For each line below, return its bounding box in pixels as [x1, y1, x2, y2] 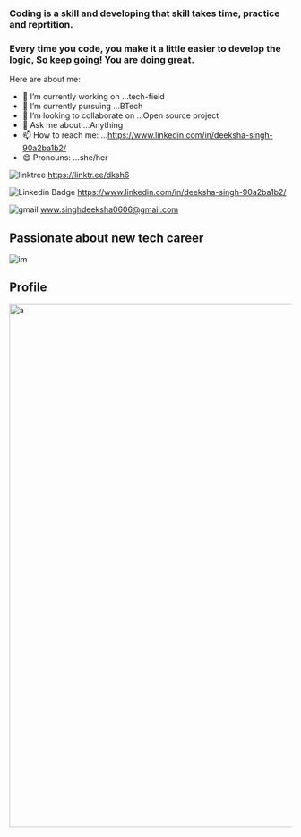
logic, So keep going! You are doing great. [9, 53, 195, 65]
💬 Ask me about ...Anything [21, 120, 124, 131]
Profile [9, 280, 47, 295]
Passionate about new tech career [9, 230, 204, 245]
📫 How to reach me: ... [21, 130, 108, 141]
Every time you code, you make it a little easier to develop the [9, 42, 281, 55]
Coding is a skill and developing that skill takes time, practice [9, 7, 280, 20]
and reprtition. [9, 18, 73, 30]
